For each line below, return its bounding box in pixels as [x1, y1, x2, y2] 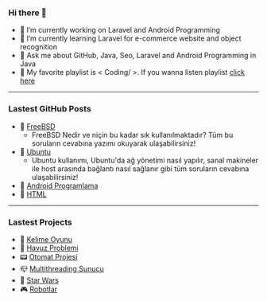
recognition [19, 42, 58, 52]
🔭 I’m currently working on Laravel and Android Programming [19, 25, 221, 35]
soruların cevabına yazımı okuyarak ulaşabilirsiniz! [31, 139, 196, 148]
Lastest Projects [8, 217, 73, 228]
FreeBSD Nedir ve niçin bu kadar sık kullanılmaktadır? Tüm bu [31, 130, 234, 139]
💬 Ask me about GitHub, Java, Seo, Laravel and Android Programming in [19, 51, 257, 61]
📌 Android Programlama [19, 181, 99, 190]
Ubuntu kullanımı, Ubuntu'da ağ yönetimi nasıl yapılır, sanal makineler [31, 155, 259, 165]
